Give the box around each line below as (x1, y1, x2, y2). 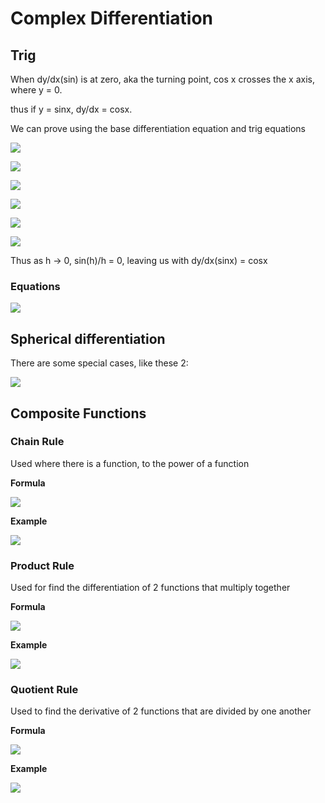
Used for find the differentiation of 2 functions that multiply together (10, 582, 291, 594)
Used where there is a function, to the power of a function (10, 457, 250, 469)
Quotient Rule (10, 683, 79, 697)
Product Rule (10, 558, 75, 572)
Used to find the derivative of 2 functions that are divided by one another (10, 705, 312, 717)
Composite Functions (10, 405, 147, 422)
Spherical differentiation (10, 330, 166, 347)
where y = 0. (10, 84, 63, 96)
